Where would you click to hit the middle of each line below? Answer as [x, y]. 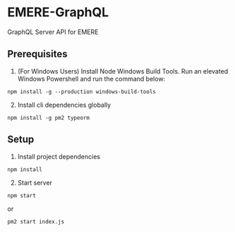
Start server [35, 182]
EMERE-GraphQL [58, 12]
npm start [22, 195]
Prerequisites [37, 54]
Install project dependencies [59, 156]
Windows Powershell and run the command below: [91, 79]
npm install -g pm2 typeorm [49, 117]
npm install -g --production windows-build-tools [82, 92]
